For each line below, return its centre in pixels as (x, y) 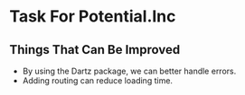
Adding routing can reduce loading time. (98, 81)
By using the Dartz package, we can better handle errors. (129, 71)
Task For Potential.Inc (93, 17)
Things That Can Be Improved (95, 50)
